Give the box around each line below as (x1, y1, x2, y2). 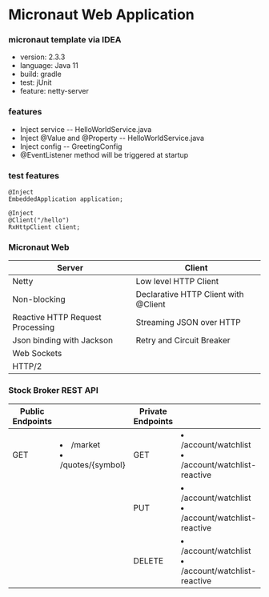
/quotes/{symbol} (59, 459, 126, 470)
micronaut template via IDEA (8, 34, 122, 46)
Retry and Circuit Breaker (135, 335, 231, 346)
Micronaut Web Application (8, 6, 195, 24)
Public (19, 406, 45, 417)
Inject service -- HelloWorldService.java (19, 124, 152, 134)
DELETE (133, 555, 164, 566)
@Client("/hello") (8, 216, 70, 225)
